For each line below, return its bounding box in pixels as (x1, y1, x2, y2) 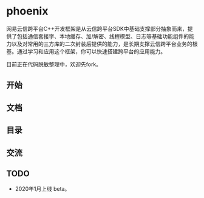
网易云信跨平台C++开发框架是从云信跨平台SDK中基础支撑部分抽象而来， (6, 25, 188, 32)
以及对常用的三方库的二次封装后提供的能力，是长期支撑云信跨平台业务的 (11, 40, 192, 47)
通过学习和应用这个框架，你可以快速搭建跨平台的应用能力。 (16, 47, 166, 55)
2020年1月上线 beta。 (15, 185, 70, 193)
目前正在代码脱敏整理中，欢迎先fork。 (6, 61, 102, 68)
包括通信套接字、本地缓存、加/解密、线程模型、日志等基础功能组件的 (16, 32, 189, 40)
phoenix (6, 4, 49, 18)
